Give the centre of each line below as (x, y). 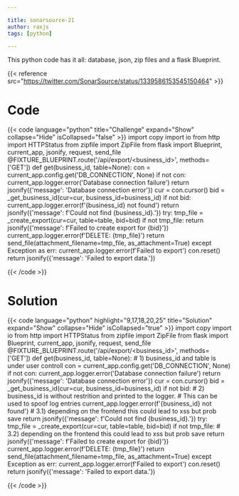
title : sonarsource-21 (41, 20)
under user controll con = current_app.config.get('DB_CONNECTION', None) (119, 366)
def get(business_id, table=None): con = (91, 167)
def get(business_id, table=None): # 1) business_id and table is (124, 358)
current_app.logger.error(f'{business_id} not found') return (93, 205)
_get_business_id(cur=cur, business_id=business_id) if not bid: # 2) (106, 389)
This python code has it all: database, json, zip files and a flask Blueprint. (114, 60)
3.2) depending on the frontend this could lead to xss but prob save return (116, 434)
